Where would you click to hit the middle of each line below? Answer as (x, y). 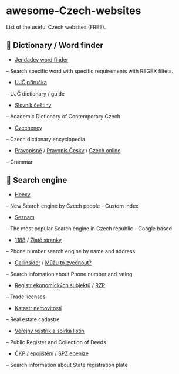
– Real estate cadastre (33, 319)
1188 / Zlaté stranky (38, 240)
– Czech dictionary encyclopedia (45, 139)
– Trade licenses (26, 297)
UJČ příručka (31, 82)
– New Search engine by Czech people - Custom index (72, 206)
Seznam (24, 217)
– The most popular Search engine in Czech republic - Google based (89, 228)
